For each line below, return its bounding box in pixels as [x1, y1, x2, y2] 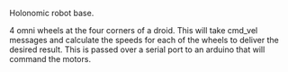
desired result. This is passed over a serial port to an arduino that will [9, 44, 265, 55]
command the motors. [9, 54, 92, 64]
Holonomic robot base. [9, 8, 94, 18]
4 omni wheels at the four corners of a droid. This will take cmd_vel [9, 25, 258, 35]
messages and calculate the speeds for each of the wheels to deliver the [9, 35, 279, 45]
